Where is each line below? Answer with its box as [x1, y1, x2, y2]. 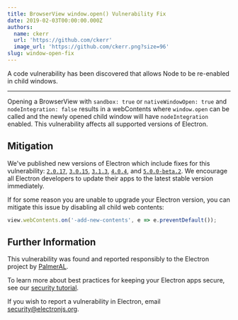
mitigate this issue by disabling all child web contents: [7, 202, 164, 211]
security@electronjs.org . [7, 305, 79, 314]
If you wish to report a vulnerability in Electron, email [7, 297, 161, 306]
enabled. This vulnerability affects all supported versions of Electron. [7, 120, 208, 128]
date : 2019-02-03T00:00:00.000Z [7, 17, 103, 24]
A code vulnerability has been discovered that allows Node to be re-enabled [7, 69, 230, 78]
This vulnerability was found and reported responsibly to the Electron [7, 255, 210, 263]
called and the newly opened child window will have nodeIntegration [7, 112, 209, 120]
